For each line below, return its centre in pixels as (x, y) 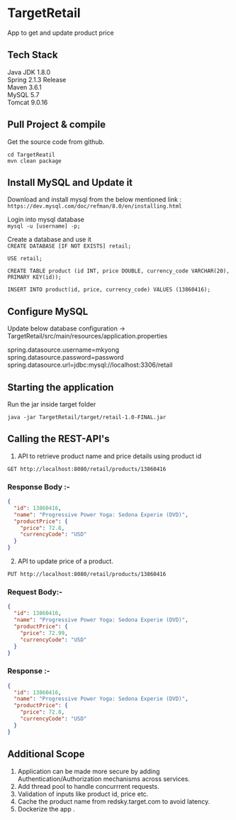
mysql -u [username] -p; (44, 226)
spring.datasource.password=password (66, 358)
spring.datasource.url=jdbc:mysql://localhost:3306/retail (90, 365)
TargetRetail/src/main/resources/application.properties (88, 336)
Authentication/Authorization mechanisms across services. (103, 779)
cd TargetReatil (31, 155)
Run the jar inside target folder (52, 404)
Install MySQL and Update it (70, 182)
